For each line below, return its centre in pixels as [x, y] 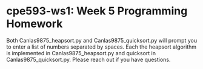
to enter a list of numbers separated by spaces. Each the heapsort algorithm [101, 47]
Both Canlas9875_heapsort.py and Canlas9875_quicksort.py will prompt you [102, 40]
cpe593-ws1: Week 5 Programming [97, 11]
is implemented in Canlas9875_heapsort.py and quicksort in [81, 53]
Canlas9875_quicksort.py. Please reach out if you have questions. [88, 59]
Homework [35, 24]
